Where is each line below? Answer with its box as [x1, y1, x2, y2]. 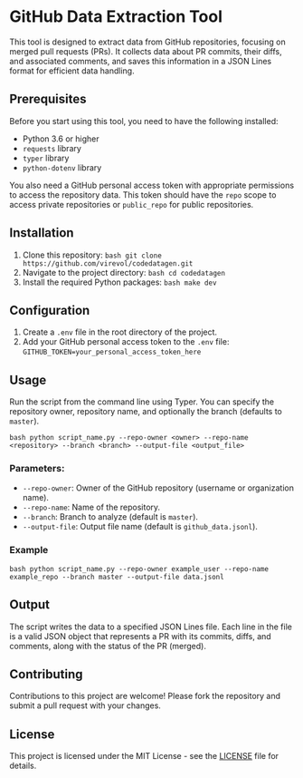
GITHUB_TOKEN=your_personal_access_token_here [22, 347, 202, 357]
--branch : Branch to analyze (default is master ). [22, 511, 199, 522]
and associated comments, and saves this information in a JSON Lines [9, 55, 272, 66]
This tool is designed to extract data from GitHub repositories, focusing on [9, 36, 287, 47]
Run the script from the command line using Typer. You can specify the [9, 396, 274, 407]
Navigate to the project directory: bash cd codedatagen [22, 267, 226, 277]
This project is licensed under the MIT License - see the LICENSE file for [9, 751, 279, 762]
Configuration [9, 302, 90, 318]
